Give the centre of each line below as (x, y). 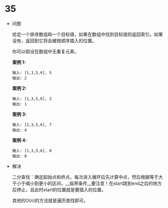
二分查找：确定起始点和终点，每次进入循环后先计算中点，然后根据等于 (85, 177)
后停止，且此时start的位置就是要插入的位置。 (59, 189)
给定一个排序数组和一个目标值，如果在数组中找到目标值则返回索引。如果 (87, 34)
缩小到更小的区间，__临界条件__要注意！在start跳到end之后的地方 (94, 183)
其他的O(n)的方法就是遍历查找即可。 (50, 200)
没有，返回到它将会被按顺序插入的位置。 (54, 41)
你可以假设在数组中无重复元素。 (45, 51)
